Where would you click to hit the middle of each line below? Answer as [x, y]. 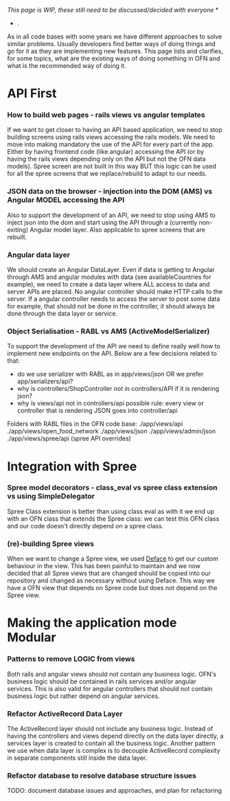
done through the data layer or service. [62, 314]
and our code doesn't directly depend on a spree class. [85, 526]
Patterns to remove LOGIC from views [71, 659]
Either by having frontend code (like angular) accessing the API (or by [106, 152]
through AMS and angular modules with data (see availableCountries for [109, 277]
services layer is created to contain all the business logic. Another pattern [111, 743]
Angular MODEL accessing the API [66, 200]
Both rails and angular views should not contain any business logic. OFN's [112, 674]
